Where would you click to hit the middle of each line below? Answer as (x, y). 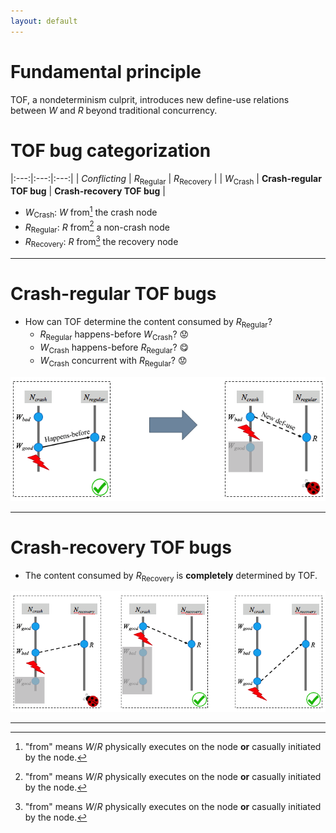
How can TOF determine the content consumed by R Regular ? (148, 322)
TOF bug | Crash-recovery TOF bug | (88, 191)
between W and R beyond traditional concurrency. (114, 110)
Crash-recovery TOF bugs (121, 547)
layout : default (44, 21)
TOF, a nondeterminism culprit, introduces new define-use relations (150, 99)
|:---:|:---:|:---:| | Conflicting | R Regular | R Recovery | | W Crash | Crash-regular (166, 179)
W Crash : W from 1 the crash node (91, 212)
